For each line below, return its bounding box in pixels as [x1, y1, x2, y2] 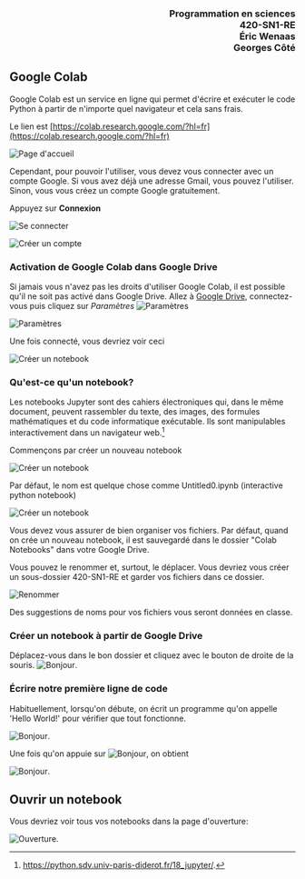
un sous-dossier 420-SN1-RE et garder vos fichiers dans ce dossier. [9, 571, 265, 582]
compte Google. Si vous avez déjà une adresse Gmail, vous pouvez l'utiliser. [9, 175, 294, 186]
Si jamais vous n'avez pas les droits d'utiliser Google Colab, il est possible [9, 281, 286, 293]
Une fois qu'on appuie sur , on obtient [9, 748, 189, 759]
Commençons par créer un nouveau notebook [9, 444, 182, 455]
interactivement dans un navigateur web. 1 [9, 425, 165, 438]
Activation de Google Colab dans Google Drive [9, 260, 218, 273]
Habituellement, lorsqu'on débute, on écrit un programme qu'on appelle [9, 703, 278, 714]
